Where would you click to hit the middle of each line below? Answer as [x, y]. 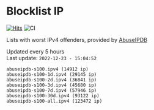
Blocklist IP [35, 11]
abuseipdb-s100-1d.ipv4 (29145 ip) [52, 74]
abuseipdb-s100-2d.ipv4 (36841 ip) [52, 80]
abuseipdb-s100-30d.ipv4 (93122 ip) [53, 95]
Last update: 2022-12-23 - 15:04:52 [51, 58]
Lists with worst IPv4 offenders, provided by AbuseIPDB [77, 40]
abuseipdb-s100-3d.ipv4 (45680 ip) [52, 85]
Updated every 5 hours [35, 51]
